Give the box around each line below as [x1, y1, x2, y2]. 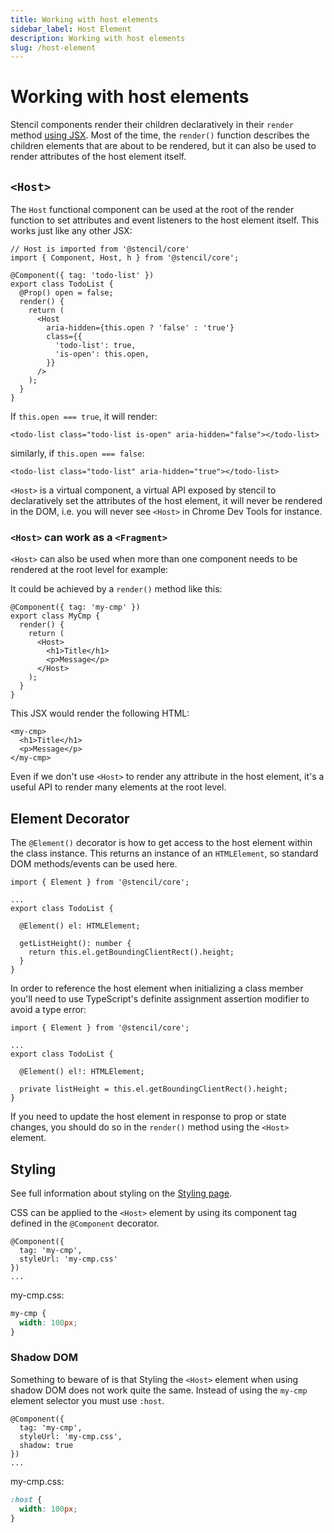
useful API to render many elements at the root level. [10, 781, 227, 793]
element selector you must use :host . [10, 1394, 165, 1406]
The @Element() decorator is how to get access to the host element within [10, 837, 313, 849]
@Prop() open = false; [19, 288, 114, 298]
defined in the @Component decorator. [10, 1217, 160, 1229]
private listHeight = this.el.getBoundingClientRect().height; [19, 1084, 288, 1095]
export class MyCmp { [10, 611, 101, 621]
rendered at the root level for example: [10, 564, 169, 576]
